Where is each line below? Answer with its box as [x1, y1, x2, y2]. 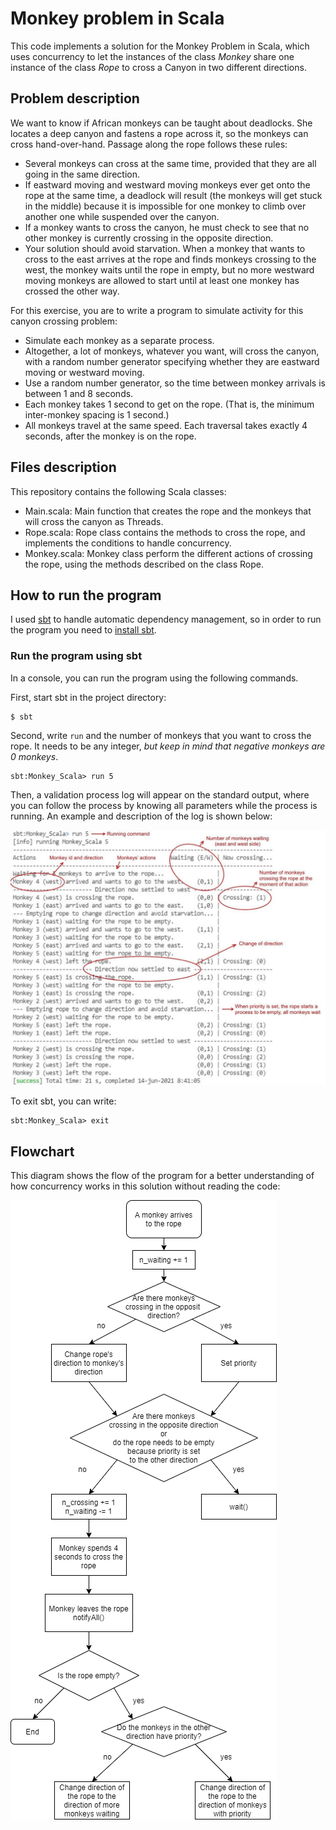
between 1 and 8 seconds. [24, 387, 134, 399]
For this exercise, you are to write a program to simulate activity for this [10, 304, 304, 316]
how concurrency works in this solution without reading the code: [10, 1180, 281, 1192]
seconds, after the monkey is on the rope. [24, 430, 197, 442]
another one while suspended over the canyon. [24, 210, 220, 222]
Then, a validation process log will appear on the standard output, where [10, 788, 310, 801]
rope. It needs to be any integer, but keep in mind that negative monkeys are [10, 740, 326, 752]
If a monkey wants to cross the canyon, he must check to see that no [24, 221, 310, 233]
